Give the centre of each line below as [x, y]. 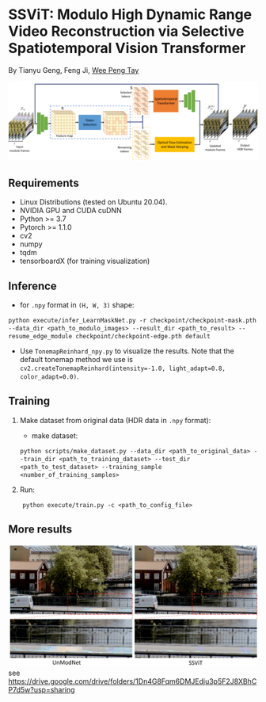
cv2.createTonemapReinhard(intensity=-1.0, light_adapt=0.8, [123, 369]
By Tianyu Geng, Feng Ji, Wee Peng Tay [74, 70]
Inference [32, 286]
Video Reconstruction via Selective [126, 31]
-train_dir [38, 459]
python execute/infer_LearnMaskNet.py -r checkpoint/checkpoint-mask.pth [133, 321]
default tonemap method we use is [76, 360]
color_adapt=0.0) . [49, 376]
